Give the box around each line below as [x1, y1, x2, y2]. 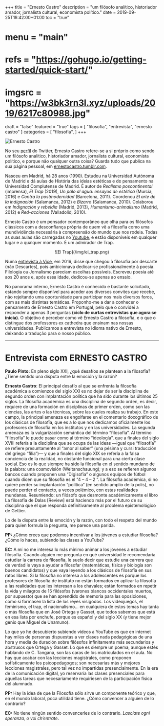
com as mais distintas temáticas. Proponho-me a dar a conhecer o [5, 299, 139, 305]
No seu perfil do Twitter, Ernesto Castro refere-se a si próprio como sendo [5, 148, 155, 154]
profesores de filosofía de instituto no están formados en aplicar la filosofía [5, 578, 156, 584]
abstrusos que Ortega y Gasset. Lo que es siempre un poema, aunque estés [5, 644, 159, 650]
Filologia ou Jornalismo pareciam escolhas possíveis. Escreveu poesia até [5, 269, 154, 275]
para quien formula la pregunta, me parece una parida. [5, 522, 115, 528]
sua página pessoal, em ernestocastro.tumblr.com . [5, 163, 107, 169]
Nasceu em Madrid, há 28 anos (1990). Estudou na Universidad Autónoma [5, 173, 155, 179]
